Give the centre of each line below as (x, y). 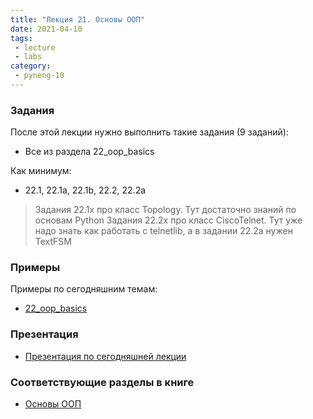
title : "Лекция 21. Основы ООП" (77, 19)
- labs (28, 57)
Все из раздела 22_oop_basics (89, 152)
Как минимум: (41, 171)
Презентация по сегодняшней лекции (105, 356)
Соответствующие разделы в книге (102, 382)
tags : (21, 38)
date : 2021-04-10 (46, 29)
